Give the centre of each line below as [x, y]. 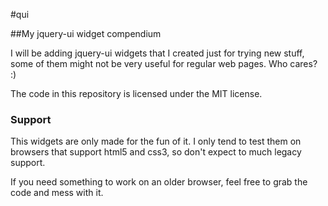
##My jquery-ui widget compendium [86, 33]
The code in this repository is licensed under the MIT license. [136, 93]
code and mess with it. [57, 193]
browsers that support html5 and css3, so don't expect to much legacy [156, 152]
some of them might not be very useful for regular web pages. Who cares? [164, 63]
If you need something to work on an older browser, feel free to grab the [159, 182]
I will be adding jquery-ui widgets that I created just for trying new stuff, [157, 53]
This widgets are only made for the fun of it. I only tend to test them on [156, 141]
